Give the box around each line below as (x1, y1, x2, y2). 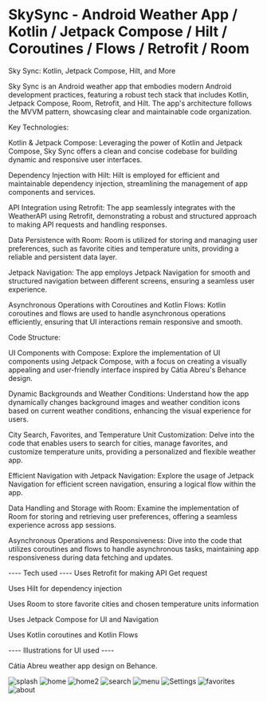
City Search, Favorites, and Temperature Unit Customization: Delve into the (8, 430, 255, 439)
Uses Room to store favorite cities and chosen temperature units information (8, 599, 259, 609)
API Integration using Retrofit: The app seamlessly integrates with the (8, 202, 236, 212)
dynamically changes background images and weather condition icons (8, 397, 241, 407)
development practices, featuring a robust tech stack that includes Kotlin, (8, 89, 249, 99)
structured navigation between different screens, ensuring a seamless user (8, 276, 255, 285)
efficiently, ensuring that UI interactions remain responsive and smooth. (8, 317, 243, 327)
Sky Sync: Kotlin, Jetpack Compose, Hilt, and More (8, 65, 176, 75)
